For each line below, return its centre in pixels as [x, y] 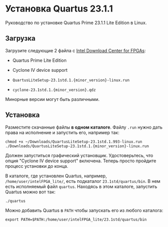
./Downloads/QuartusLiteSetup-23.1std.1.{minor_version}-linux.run [77, 146]
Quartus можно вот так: [31, 192]
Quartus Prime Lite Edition [39, 60]
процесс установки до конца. [37, 166]
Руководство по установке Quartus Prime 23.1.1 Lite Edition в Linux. [76, 23]
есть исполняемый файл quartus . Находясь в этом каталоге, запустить [81, 186]
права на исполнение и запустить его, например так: [62, 132]
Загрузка [20, 38]
